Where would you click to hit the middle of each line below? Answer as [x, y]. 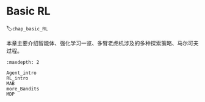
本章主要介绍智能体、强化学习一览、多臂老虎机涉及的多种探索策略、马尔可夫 [103, 43]
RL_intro [17, 78]
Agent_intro [21, 73]
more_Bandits [23, 89]
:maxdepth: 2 [23, 62]
